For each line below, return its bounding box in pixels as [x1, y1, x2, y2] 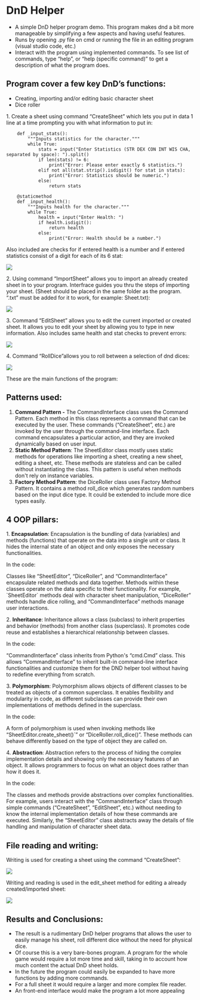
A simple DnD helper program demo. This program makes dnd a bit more [14, 23, 194, 31]
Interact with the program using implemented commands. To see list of [14, 48, 189, 56]
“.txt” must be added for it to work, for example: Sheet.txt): [6, 294, 150, 301]
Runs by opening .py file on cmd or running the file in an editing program [14, 36, 194, 43]
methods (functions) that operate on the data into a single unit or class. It [6, 536, 186, 544]
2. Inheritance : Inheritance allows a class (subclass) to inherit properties [6, 616, 185, 623]
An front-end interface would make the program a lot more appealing [14, 987, 185, 994]
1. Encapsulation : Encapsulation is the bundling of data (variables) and [6, 531, 180, 538]
